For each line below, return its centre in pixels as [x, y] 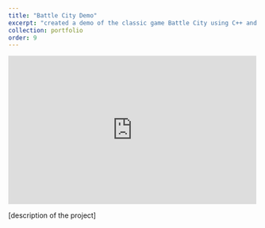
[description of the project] [52, 215]
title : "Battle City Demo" [53, 15]
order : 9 [23, 38]
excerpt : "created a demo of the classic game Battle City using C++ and [133, 23]
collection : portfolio [46, 30]
